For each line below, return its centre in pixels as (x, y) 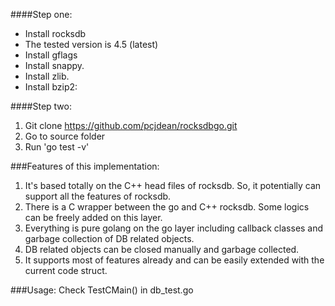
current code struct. (66, 270)
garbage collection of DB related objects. (109, 238)
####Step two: (41, 106)
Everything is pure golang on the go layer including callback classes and (174, 228)
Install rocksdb (55, 33)
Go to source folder (65, 136)
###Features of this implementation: (85, 166)
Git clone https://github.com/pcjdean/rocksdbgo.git (131, 125)
